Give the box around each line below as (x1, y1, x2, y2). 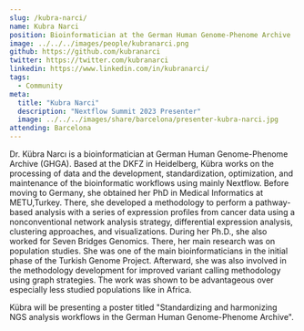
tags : (9, 73, 30, 82)
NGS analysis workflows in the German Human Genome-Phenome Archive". (9, 312, 294, 322)
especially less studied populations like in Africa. (9, 284, 192, 295)
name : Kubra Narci (9, 22, 79, 31)
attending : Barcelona (9, 124, 92, 133)
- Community (17, 81, 64, 90)
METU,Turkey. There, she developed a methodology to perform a (9, 197, 253, 208)
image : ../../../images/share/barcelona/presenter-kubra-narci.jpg (17, 115, 279, 124)
